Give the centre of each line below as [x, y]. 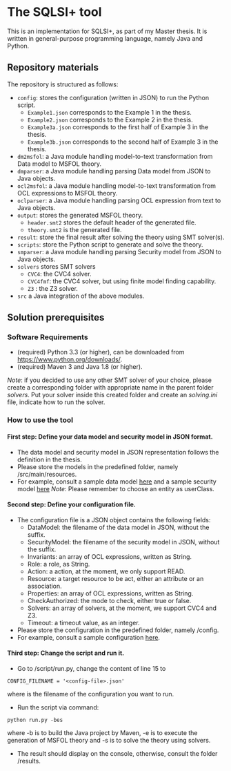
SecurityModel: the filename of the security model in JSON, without [123, 542]
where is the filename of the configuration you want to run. [91, 694]
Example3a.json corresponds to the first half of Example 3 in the [118, 127]
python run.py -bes [35, 720]
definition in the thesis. [50, 459]
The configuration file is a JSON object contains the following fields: [114, 520]
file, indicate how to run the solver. [56, 402]
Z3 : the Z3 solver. [52, 288]
